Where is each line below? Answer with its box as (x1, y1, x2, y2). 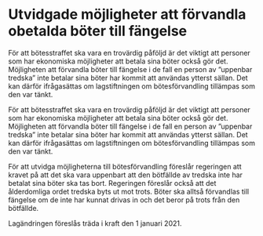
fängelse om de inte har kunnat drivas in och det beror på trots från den (8, 194, 240, 205)
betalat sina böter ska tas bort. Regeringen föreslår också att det (8, 178, 217, 187)
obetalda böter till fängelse (8, 22, 188, 40)
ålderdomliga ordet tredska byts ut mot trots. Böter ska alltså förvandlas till (8, 187, 250, 196)
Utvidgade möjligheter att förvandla (8, 5, 247, 24)
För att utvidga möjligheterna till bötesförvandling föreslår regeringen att (8, 162, 242, 171)
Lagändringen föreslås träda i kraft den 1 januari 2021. (8, 218, 182, 228)
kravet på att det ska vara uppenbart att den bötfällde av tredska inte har (8, 170, 243, 180)
